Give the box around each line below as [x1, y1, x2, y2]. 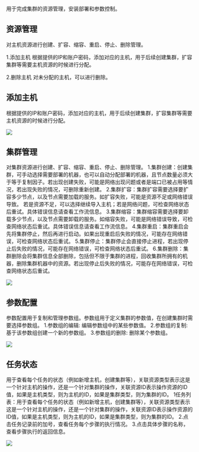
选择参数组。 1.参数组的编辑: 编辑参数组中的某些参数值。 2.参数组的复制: [11, 322, 188, 329]
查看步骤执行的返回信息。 [6, 428, 69, 435]
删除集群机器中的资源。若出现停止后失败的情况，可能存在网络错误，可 [16, 260, 188, 267]
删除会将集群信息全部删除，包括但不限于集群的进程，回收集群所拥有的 [11, 252, 182, 259]
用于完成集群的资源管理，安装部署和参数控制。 [6, 5, 120, 12]
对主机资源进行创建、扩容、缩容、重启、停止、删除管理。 [6, 41, 146, 48]
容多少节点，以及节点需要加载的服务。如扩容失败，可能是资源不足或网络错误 [6, 193, 193, 200]
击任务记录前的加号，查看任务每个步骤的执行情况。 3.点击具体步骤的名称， [6, 421, 189, 428]
